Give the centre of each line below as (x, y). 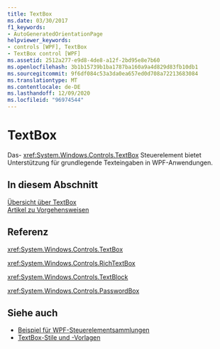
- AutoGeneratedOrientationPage (55, 34)
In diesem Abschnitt (53, 185)
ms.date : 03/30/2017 (38, 21)
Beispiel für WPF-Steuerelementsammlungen (84, 330)
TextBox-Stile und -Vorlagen (59, 338)
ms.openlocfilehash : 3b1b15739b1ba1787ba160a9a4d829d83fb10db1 (103, 67)
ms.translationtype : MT (43, 80)
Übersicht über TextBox (42, 202)
